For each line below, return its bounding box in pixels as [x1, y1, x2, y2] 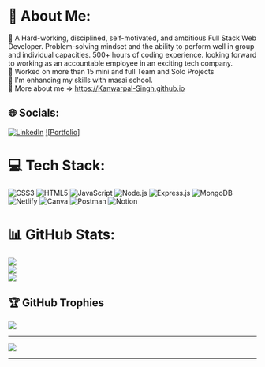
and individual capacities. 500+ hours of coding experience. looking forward [8, 50, 257, 59]
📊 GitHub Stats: [8, 225, 116, 243]
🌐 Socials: [8, 107, 60, 120]
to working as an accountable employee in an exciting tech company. [8, 58, 233, 68]
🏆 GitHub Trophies [8, 296, 105, 310]
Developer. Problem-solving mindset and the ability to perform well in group [8, 41, 255, 51]
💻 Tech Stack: [8, 156, 106, 174]
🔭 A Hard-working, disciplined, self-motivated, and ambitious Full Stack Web [8, 33, 257, 43]
